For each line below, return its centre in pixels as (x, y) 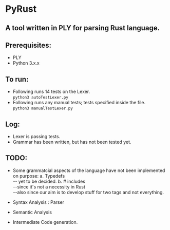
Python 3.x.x (26, 63)
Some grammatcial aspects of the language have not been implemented (89, 170)
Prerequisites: (28, 45)
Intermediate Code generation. (45, 222)
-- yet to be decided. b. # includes (49, 181)
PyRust (21, 9)
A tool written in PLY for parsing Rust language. (83, 28)
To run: (17, 79)
